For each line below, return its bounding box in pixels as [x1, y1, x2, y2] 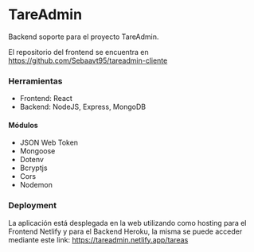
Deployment [8, 200, 57, 211]
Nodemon [19, 180, 53, 190]
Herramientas [8, 76, 63, 87]
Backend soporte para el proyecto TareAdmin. [8, 32, 159, 41]
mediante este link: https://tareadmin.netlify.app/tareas [8, 235, 189, 244]
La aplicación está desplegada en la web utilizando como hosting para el [8, 218, 247, 227]
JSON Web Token [19, 138, 78, 148]
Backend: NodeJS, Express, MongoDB [19, 102, 146, 112]
